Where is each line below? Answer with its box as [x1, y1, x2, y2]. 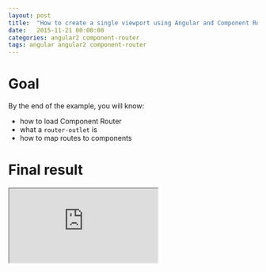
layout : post [8, 11, 51, 20]
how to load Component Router [19, 116, 123, 127]
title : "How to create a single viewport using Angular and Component [8, 19, 249, 27]
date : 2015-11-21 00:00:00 [8, 26, 104, 34]
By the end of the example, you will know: [8, 101, 145, 111]
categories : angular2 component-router [8, 33, 140, 42]
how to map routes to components [19, 134, 132, 143]
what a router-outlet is [19, 125, 97, 134]
